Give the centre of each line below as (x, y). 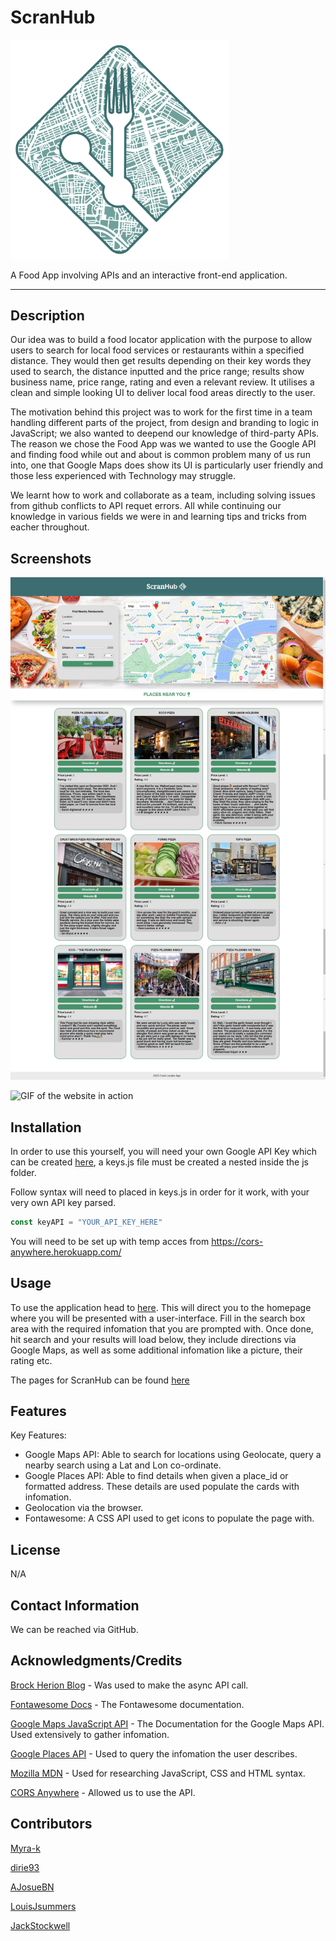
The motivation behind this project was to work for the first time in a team (161, 412)
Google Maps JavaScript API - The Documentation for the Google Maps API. (167, 1723)
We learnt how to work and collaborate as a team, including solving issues (163, 495)
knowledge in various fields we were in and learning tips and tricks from (158, 517)
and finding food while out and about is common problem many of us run (160, 455)
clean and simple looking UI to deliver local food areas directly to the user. (163, 393)
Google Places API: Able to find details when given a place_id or (156, 1476)
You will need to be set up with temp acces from (110, 1241)
